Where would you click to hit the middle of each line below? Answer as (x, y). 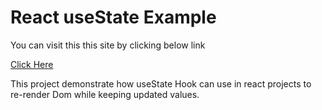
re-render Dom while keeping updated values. (105, 94)
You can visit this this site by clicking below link (108, 45)
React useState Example (113, 17)
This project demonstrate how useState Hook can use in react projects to (161, 83)
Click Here (32, 64)
